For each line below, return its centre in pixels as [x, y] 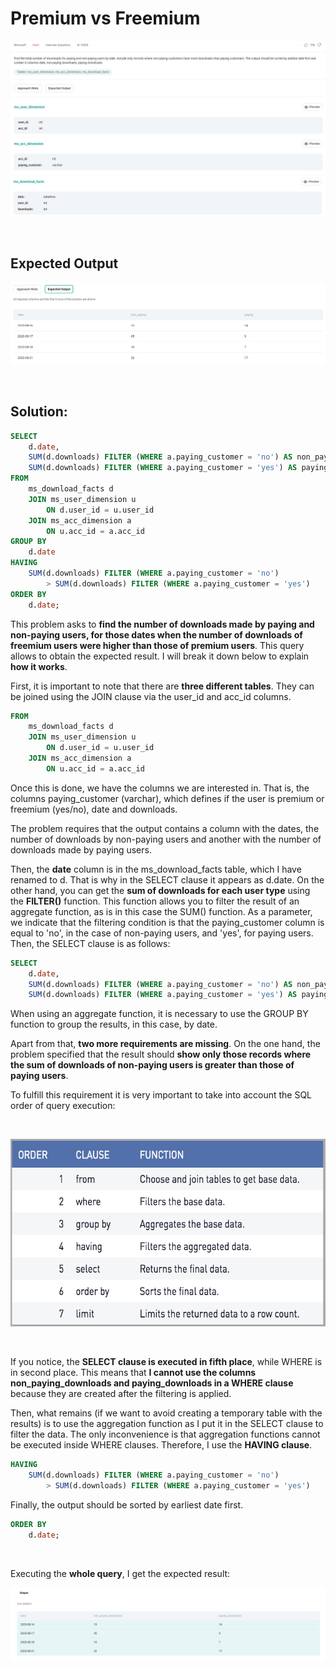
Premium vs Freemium [105, 18]
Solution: [39, 412]
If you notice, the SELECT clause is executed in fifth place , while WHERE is [166, 1362]
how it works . [39, 666]
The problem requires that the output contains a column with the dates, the [165, 828]
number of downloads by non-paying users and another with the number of [166, 839]
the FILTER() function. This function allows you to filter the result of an [155, 901]
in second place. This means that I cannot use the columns [133, 1373]
